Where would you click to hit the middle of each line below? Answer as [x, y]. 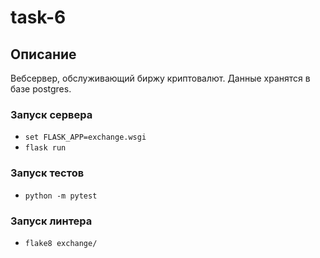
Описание [43, 54]
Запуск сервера [51, 114]
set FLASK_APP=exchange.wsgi [85, 137]
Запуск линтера [51, 221]
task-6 [38, 17]
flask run [45, 148]
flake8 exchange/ [61, 243]
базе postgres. [41, 89]
